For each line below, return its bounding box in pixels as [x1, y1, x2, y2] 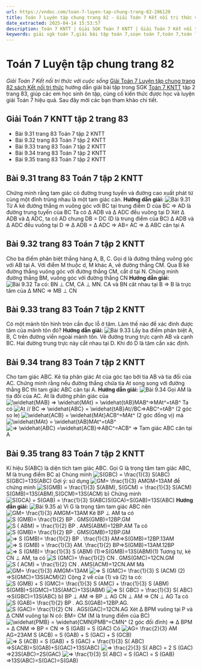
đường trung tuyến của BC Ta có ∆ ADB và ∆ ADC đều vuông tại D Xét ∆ [6, 208, 185, 216]
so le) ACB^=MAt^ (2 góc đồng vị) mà [6, 412, 184, 419]
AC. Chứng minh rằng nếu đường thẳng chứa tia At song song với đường [6, 380, 185, 387]
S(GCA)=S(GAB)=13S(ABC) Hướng [107, 496, 194, 504]
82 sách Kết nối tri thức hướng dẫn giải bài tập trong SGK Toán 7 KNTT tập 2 [6, 84, 195, 91]
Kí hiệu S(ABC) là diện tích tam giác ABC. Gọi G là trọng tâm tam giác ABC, [6, 464, 191, 472]
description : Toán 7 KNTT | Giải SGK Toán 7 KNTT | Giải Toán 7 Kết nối [6, 25, 192, 32]
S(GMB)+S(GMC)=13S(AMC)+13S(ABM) [6, 586, 105, 594]
